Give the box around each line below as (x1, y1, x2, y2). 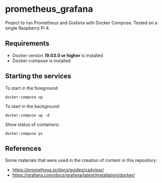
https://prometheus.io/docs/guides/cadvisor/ (12, 167, 104, 173)
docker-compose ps (5, 131, 43, 136)
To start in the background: (5, 103, 60, 109)
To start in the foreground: (5, 85, 59, 91)
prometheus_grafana (5, 3, 93, 15)
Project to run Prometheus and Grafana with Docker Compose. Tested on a (5, 20, 158, 26)
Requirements (5, 39, 49, 48)
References (5, 144, 41, 152)
